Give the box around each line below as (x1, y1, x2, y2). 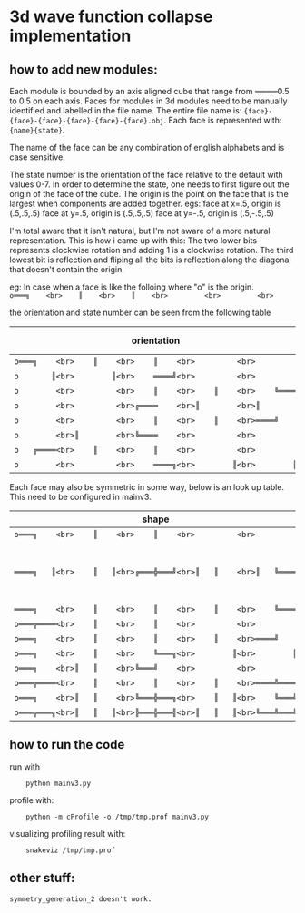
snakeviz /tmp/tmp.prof (25, 846, 116, 855)
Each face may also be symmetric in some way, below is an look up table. (9, 482, 284, 492)
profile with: (9, 794, 54, 805)
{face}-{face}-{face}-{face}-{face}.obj (9, 116, 165, 125)
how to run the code (9, 737, 125, 752)
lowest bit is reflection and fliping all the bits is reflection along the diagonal (9, 254, 292, 265)
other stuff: (9, 870, 75, 886)
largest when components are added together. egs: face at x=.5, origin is (9, 198, 281, 209)
